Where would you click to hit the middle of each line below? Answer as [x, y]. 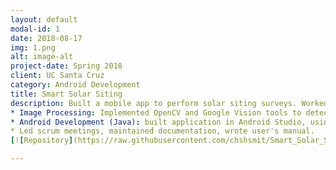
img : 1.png [33, 47]
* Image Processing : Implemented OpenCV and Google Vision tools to [156, 112]
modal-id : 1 [35, 29]
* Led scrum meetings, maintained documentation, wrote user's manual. [162, 131]
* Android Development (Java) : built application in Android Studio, [158, 122]
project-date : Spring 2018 [66, 66]
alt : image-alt [42, 57]
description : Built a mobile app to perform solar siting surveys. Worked [169, 103]
